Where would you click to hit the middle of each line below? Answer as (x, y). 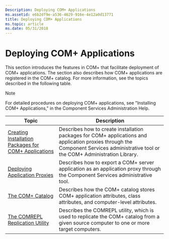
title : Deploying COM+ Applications (44, 19)
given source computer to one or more (104, 223)
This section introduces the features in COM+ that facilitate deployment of (82, 67)
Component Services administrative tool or (109, 148)
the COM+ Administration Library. (98, 154)
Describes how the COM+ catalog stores (107, 190)
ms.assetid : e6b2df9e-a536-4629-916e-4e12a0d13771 (59, 15)
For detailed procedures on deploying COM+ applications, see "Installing (80, 103)
